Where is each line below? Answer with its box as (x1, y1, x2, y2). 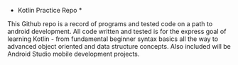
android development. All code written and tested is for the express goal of (7, 28, 227, 35)
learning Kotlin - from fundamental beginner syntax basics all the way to (7, 35, 219, 43)
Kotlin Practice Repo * (17, 6, 82, 14)
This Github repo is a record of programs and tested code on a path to (7, 20, 213, 28)
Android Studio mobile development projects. (7, 49, 140, 58)
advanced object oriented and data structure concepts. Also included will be (7, 42, 231, 50)
